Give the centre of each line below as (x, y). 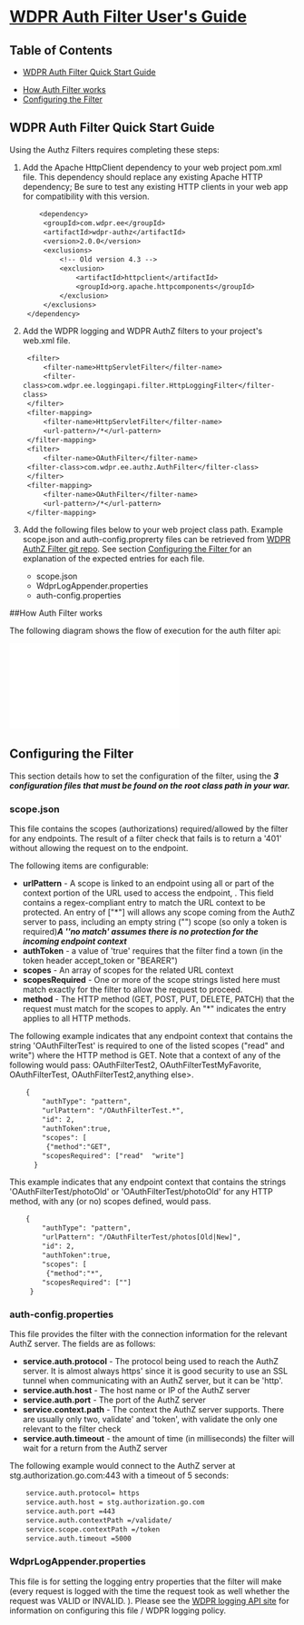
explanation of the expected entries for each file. (113, 558)
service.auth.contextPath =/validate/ (99, 1521)
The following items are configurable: (79, 866)
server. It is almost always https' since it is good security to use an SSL (155, 1371)
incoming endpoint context (74, 941)
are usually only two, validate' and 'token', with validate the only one (150, 1420)
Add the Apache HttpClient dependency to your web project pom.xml (152, 167)
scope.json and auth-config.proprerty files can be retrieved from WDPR (157, 539)
